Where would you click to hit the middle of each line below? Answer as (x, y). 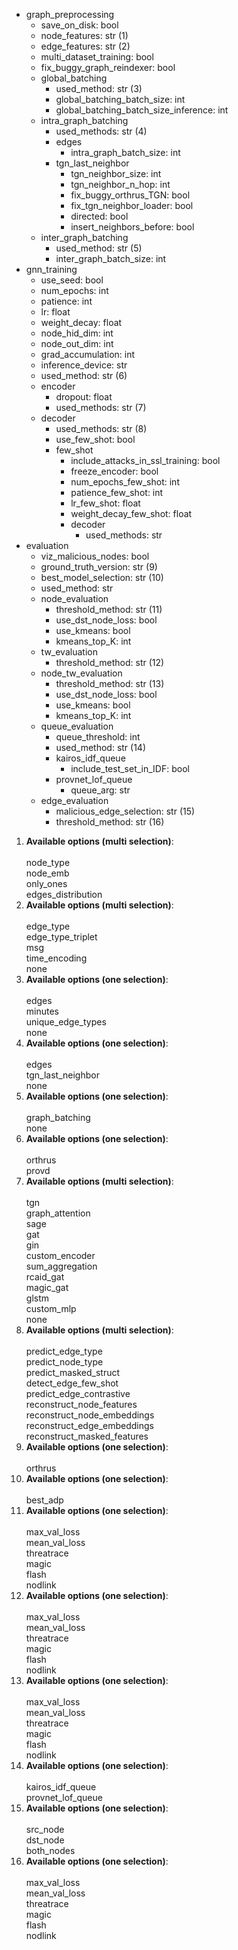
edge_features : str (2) (85, 46)
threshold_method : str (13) (110, 683)
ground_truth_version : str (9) (99, 567)
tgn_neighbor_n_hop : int (120, 184)
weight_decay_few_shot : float (131, 513)
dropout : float (84, 397)
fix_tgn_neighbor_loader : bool (132, 205)
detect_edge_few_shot (72, 1383)
